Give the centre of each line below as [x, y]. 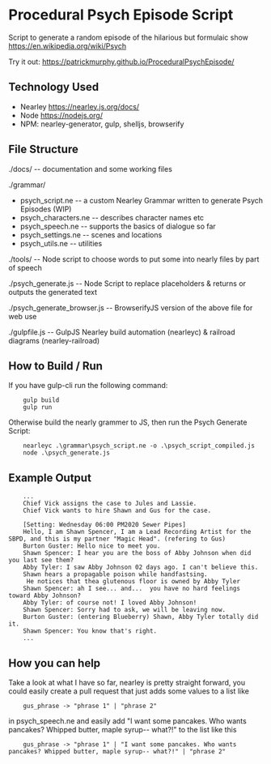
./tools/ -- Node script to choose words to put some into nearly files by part [134, 259]
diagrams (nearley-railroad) [54, 340]
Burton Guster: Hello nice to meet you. [92, 546]
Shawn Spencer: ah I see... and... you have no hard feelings [132, 589]
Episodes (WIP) [46, 209]
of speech [25, 267]
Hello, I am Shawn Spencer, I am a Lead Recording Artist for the [137, 532]
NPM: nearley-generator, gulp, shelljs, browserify [102, 124]
